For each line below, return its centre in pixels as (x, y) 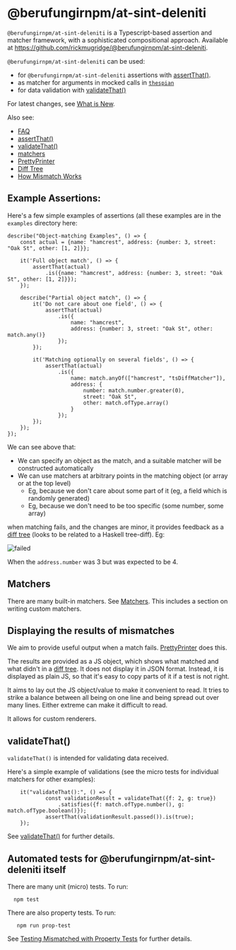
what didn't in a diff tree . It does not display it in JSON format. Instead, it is (116, 669)
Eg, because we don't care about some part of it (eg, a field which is (128, 491)
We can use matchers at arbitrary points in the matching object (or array (123, 476)
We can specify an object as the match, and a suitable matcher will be (119, 460)
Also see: (21, 117)
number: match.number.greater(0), (134, 390)
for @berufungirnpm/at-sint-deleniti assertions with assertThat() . (114, 75)
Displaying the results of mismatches (91, 631)
